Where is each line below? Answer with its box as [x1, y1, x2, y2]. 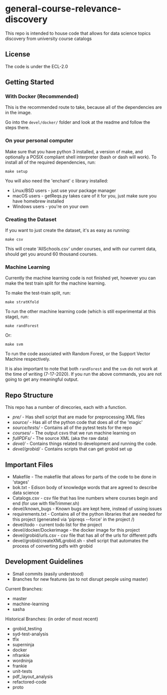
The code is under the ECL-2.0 [5, 63, 68, 69]
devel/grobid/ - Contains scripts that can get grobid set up [12, 446, 133, 452]
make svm [5, 342, 23, 347]
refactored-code [12, 678, 46, 684]
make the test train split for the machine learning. [5, 280, 106, 286]
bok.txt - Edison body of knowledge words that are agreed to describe [12, 484, 158, 490]
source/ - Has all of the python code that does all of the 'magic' [12, 419, 143, 425]
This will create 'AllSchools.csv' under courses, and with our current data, [5, 246, 157, 252]
